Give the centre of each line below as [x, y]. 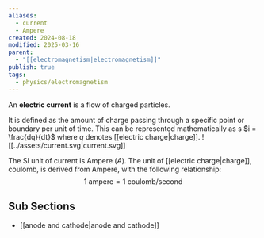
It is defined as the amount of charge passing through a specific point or [126, 120]
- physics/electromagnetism [62, 82]
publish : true [32, 67]
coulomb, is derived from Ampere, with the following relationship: [115, 169]
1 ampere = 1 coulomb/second [133, 181]
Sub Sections [42, 206]
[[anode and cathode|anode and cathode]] [90, 225]
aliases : [23, 15]
